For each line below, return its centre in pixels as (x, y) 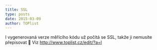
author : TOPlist (22, 23)
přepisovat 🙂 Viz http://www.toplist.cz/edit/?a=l (53, 43)
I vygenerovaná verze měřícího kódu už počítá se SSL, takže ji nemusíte (79, 37)
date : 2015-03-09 (23, 19)
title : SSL (16, 10)
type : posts (17, 14)
